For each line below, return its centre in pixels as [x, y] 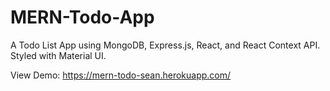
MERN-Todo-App [82, 17]
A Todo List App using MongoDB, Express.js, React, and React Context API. [165, 45]
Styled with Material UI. [58, 55]
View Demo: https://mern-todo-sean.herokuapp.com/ [121, 75]
